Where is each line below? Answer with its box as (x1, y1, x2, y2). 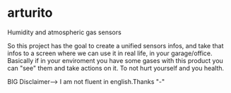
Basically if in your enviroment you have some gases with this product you (7, 56, 224, 64)
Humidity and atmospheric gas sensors (7, 28, 122, 36)
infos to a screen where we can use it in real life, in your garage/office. (7, 49, 213, 57)
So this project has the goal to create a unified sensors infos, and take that (7, 41, 224, 50)
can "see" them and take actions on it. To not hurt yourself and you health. (7, 64, 225, 72)
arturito (7, 5, 53, 21)
